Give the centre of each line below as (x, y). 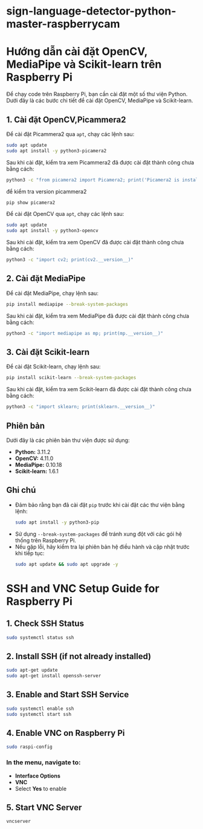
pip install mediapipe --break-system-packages (67, 304)
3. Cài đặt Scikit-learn (48, 352)
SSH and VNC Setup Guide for (83, 588)
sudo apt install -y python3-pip (57, 522)
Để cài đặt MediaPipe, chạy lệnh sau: (52, 293)
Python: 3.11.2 (33, 452)
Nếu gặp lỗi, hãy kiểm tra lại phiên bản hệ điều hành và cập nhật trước (102, 547)
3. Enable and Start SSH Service (68, 694)
